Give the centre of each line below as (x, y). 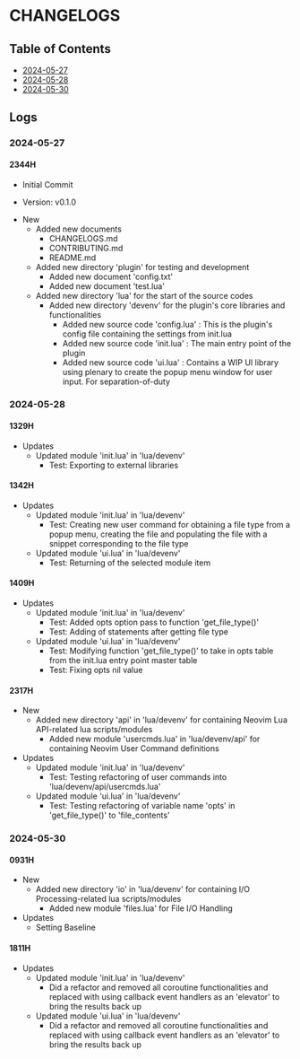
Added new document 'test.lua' (107, 286)
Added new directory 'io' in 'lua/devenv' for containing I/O (143, 889)
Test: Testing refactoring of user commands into (138, 777)
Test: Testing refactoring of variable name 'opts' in (142, 806)
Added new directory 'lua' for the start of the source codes (144, 295)
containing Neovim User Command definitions (134, 748)
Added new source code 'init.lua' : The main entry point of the (177, 343)
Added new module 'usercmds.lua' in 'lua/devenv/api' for (154, 739)
